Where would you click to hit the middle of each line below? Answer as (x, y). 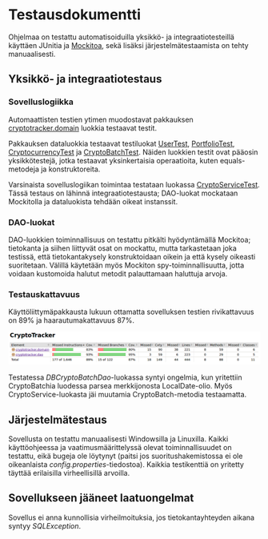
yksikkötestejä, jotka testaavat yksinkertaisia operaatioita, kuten (113, 160)
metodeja (24, 169)
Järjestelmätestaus (58, 419)
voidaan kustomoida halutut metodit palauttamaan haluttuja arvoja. (118, 273)
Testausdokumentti (75, 15)
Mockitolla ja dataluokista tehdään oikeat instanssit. (93, 201)
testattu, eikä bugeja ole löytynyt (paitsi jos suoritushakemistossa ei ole (126, 456)
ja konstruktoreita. (71, 169)
